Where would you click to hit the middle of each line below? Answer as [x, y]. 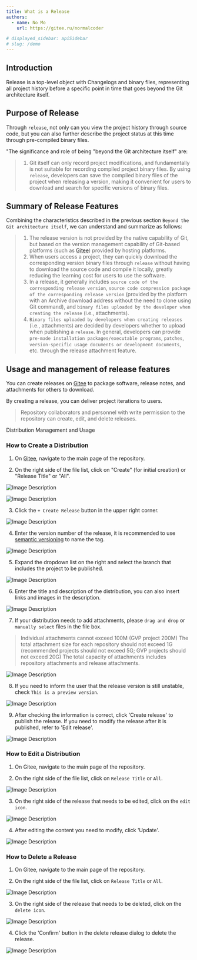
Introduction [29, 68]
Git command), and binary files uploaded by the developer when [110, 307]
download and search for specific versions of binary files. [99, 188]
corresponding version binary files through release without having [109, 263]
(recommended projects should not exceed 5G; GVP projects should [103, 650]
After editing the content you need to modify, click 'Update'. [87, 830]
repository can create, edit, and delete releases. [79, 419]
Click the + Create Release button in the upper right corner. [86, 510]
